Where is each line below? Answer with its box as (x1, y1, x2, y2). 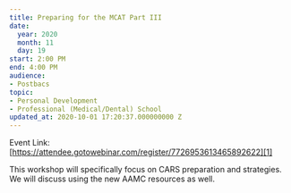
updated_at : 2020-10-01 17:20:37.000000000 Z (9, 113, 182, 122)
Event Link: (9, 138, 51, 148)
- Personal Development (9, 96, 98, 105)
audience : (9, 71, 47, 80)
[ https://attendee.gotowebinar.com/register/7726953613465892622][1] (9, 147, 273, 157)
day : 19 (17, 46, 47, 55)
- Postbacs (9, 80, 50, 88)
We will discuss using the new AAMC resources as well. (9, 173, 215, 184)
